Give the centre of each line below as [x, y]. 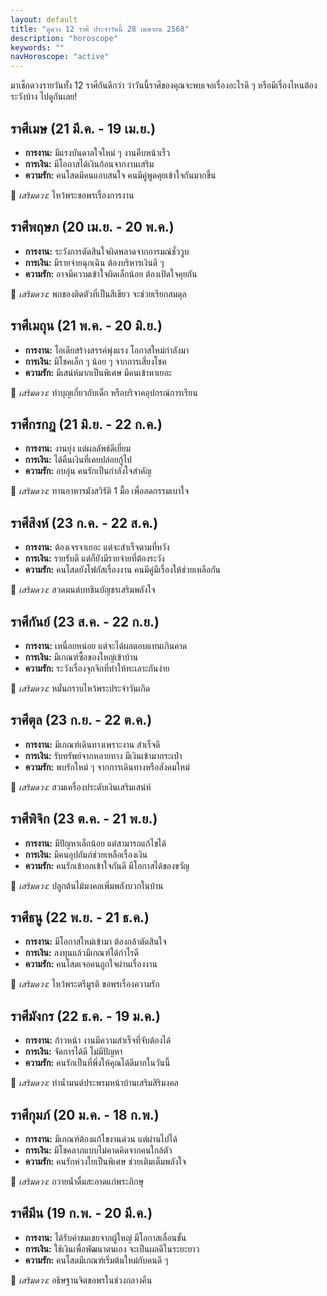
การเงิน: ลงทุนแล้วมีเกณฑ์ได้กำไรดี [81, 953]
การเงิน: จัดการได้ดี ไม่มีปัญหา [73, 1052]
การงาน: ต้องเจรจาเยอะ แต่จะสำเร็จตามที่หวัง [97, 547]
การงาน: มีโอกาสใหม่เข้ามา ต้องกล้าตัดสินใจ [95, 942]
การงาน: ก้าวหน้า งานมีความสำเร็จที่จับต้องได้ [98, 1040]
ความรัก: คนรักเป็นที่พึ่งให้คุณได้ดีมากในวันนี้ [97, 1063]
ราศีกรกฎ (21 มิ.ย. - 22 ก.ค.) [86, 424]
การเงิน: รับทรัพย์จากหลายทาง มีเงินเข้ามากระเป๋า [103, 755]
